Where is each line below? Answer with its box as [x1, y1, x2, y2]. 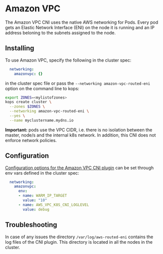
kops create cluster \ [5, 100, 52, 105]
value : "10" [23, 198, 48, 203]
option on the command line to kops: [5, 85, 80, 91]
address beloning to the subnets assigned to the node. [5, 30, 116, 36]
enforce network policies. [5, 137, 57, 143]
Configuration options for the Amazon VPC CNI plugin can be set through [5, 165, 154, 171]
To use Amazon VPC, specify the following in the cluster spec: [5, 57, 131, 63]
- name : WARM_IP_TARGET [18, 193, 67, 198]
